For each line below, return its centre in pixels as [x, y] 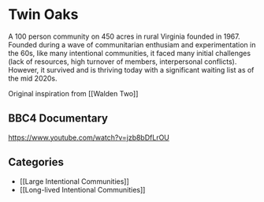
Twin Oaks [43, 15]
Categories [36, 162]
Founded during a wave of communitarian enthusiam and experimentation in [132, 44]
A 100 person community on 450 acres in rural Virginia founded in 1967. [124, 36]
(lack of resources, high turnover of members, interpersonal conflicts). [123, 62]
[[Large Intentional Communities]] [74, 181]
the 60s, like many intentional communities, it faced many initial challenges [129, 53]
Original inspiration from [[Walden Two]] [73, 93]
